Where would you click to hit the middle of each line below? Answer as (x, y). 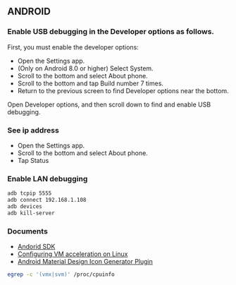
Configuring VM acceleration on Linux (73, 254)
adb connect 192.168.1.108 (47, 200)
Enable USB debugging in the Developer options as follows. (111, 32)
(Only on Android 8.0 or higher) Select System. (85, 68)
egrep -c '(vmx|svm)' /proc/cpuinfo (61, 274)
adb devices (25, 207)
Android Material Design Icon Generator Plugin (85, 262)
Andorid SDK (36, 247)
